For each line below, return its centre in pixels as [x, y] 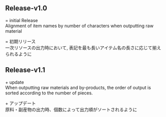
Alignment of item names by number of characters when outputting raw [79, 26]
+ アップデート [21, 103]
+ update [15, 82]
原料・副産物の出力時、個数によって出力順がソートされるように [71, 109]
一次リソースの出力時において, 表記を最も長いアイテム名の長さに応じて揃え [83, 48]
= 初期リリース [21, 41]
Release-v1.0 [26, 8]
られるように [18, 54]
